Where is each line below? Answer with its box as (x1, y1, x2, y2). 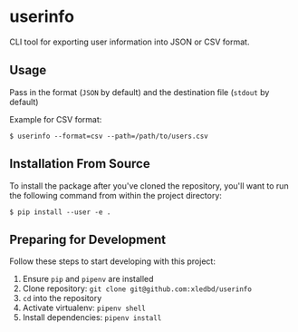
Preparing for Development (9, 231, 167, 247)
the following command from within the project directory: (9, 190, 222, 200)
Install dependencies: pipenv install (22, 312, 162, 323)
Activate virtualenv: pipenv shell (22, 302, 147, 314)
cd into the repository (22, 293, 102, 304)
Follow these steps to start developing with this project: (9, 256, 216, 267)
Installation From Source (9, 156, 151, 171)
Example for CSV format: (9, 113, 102, 124)
